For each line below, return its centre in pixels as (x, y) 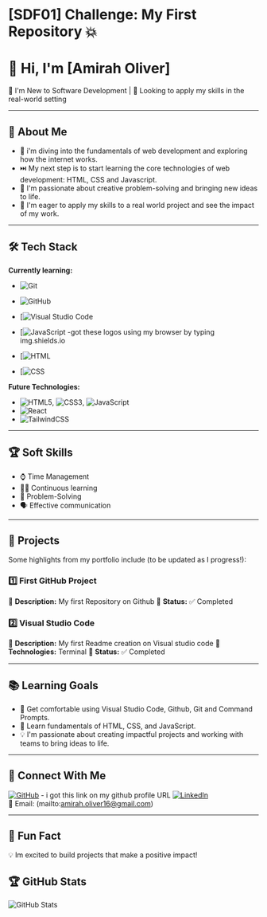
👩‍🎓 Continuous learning (58, 488)
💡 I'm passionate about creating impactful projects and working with (132, 734)
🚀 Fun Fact (35, 835)
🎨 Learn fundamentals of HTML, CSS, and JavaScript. (108, 726)
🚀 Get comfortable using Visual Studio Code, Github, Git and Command (136, 709)
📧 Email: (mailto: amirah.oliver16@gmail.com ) (81, 803)
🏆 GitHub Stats (48, 882)
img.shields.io (43, 340)
